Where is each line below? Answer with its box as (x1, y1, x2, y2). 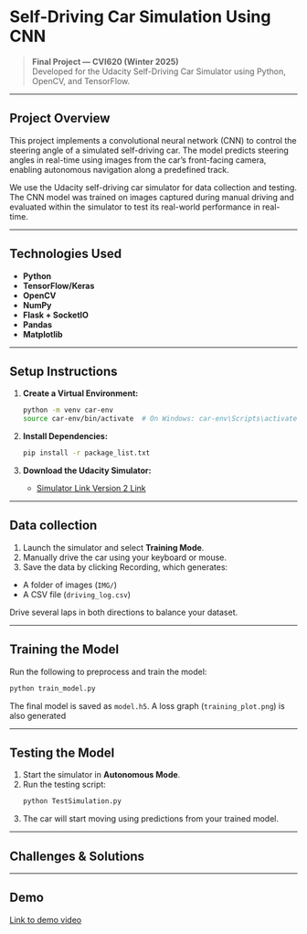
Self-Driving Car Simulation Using (9, 6, 271, 27)
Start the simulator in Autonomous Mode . (22, 769, 181, 780)
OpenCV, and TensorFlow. (31, 75, 131, 86)
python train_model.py (9, 683, 96, 692)
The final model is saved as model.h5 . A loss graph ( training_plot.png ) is (9, 700, 285, 711)
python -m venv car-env (22, 405, 114, 415)
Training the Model (9, 642, 120, 658)
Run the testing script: (22, 779, 107, 790)
